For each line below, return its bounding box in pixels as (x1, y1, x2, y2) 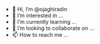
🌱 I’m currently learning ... (12, 18, 77, 25)
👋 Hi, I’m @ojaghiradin (12, 6, 68, 12)
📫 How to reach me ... (12, 32, 68, 38)
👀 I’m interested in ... (12, 12, 64, 19)
